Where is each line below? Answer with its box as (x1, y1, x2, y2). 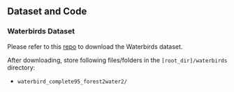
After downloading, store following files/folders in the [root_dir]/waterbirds (7, 56, 228, 64)
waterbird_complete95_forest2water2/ (17, 78, 128, 85)
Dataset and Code (7, 6, 87, 17)
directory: (7, 63, 36, 72)
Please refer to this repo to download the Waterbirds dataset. (7, 42, 183, 51)
